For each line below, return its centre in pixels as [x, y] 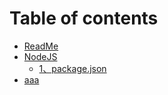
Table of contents [84, 18]
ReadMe [41, 46]
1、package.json [72, 68]
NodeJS [40, 56]
